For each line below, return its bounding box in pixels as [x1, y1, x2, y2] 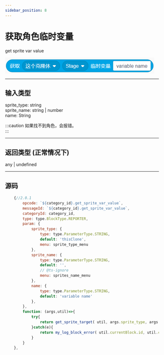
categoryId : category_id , [22, 211, 76, 216]
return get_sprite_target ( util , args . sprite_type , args [40, 320, 159, 325]
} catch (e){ [31, 325, 54, 330]
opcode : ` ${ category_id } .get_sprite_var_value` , [22, 201, 123, 205]
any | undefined [5, 162, 37, 168]
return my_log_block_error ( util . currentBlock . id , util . [40, 330, 159, 335]
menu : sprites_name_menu [40, 273, 91, 278]
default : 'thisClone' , [40, 237, 86, 242]
